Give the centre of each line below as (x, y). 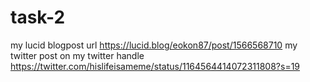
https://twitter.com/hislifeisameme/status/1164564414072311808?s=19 (155, 66)
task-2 (38, 17)
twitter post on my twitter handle (77, 55)
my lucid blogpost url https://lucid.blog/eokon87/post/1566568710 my (154, 45)
